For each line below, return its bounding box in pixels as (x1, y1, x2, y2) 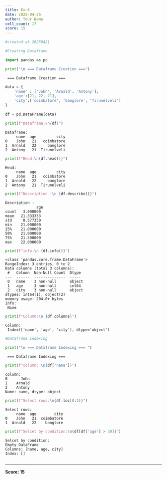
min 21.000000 (5, 222, 41, 227)
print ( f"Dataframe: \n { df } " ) (5, 121, 64, 126)
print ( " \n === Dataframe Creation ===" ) (5, 66, 90, 71)
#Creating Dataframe (5, 48, 48, 53)
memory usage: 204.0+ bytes (5, 296, 64, 302)
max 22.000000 (5, 239, 41, 244)
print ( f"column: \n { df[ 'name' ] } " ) (5, 363, 77, 368)
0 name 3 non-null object (7, 279, 83, 284)
